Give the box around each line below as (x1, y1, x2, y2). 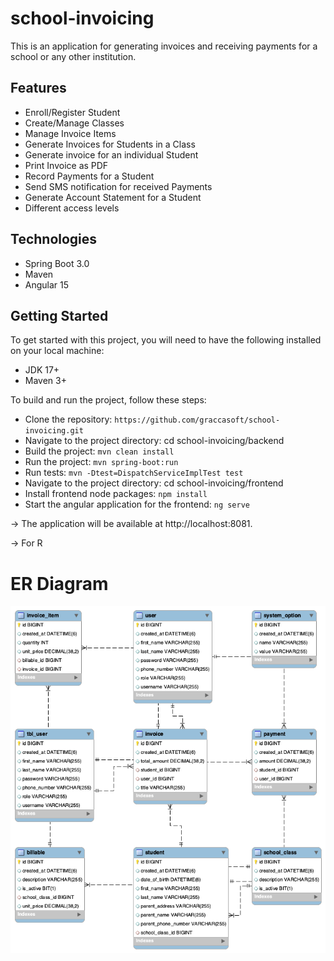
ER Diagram (10, 572, 109, 595)
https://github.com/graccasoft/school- (114, 415, 281, 426)
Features (10, 80, 67, 97)
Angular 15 (24, 278, 70, 291)
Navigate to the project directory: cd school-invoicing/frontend (24, 477, 284, 489)
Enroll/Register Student (24, 106, 121, 118)
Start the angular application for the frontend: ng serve (24, 498, 250, 511)
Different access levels (24, 202, 120, 214)
